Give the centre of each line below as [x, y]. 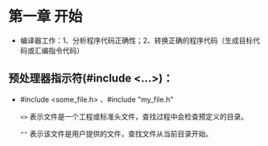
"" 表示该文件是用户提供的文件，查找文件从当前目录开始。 [116, 133]
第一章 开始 [45, 17]
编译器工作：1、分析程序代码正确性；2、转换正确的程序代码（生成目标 [136, 40]
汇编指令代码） [59, 50]
